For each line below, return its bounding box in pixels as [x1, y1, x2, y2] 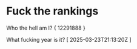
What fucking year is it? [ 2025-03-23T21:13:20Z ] [6, 36, 132, 43]
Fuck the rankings [6, 4, 99, 18]
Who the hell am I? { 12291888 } [6, 24, 86, 31]
